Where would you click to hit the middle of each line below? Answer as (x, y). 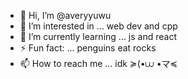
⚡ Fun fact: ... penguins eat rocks (88, 48)
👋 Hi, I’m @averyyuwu (65, 15)
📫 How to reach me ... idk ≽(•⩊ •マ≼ (98, 63)
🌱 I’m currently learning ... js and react (98, 36)
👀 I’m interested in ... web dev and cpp (98, 26)
